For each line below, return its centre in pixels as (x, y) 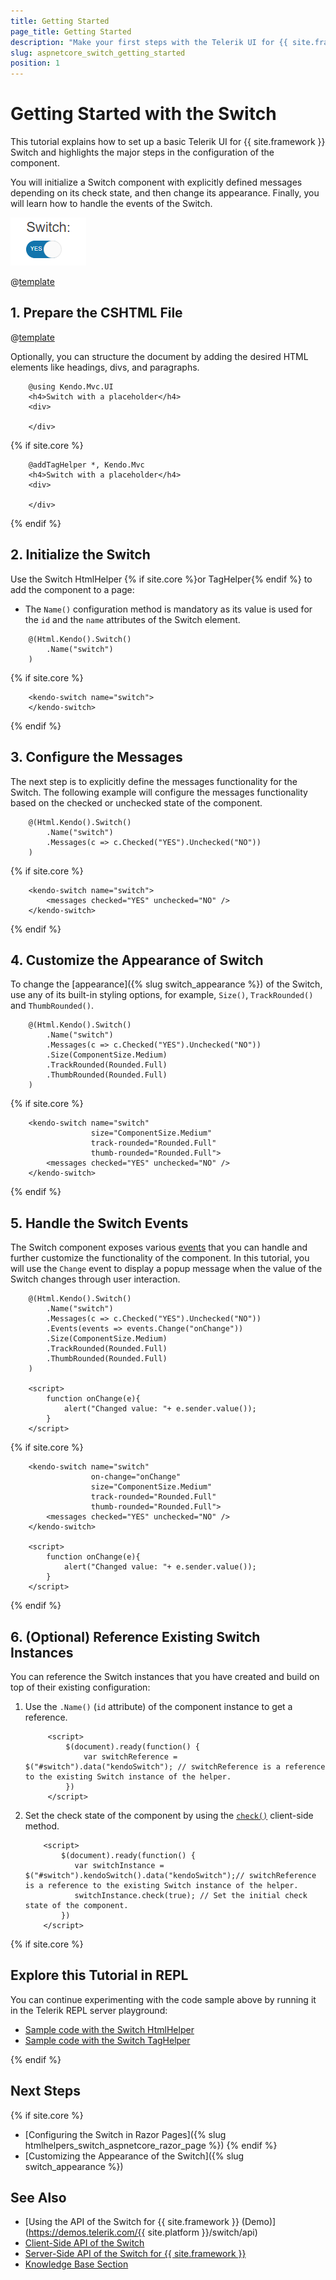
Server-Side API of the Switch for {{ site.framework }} (135, 2254)
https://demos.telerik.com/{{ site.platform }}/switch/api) (143, 2232)
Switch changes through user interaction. (95, 1279)
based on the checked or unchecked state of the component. (136, 802)
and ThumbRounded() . (52, 1006)
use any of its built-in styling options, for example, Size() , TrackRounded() (162, 995)
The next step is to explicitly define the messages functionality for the (154, 781)
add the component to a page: (72, 589)
